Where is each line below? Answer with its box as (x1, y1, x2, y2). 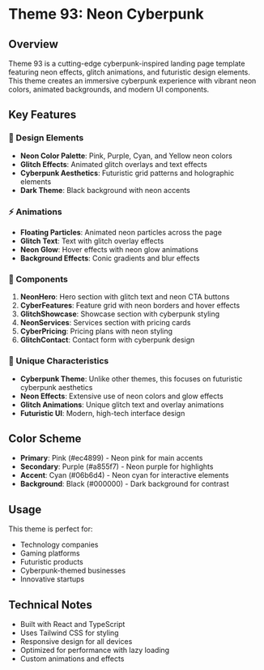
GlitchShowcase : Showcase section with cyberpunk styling (19, 309, 220, 319)
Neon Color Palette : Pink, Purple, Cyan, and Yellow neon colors (19, 151, 232, 161)
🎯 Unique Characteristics (8, 355, 109, 367)
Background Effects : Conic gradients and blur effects (19, 253, 200, 263)
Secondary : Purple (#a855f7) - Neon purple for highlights (19, 462, 214, 471)
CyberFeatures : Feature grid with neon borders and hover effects (19, 301, 241, 311)
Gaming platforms (19, 548, 80, 558)
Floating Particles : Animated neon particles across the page (19, 227, 223, 237)
